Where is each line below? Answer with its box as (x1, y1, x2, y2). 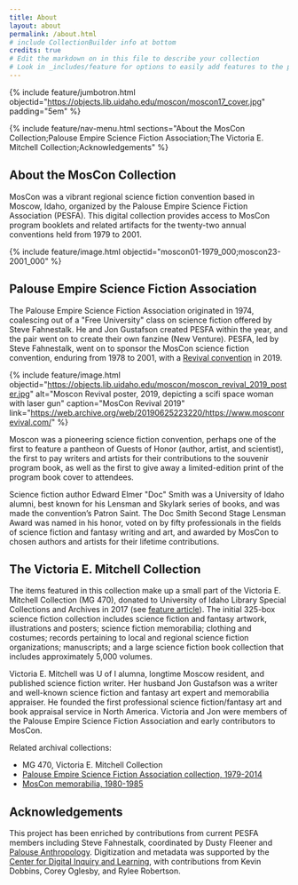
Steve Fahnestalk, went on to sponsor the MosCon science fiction (9, 343, 250, 354)
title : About (9, 12, 58, 22)
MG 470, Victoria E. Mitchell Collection (21, 760, 163, 770)
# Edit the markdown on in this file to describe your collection (9, 54, 260, 63)
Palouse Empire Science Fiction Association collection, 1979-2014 (21, 769, 263, 780)
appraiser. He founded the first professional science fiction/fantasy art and (9, 697, 282, 707)
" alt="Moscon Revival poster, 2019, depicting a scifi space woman (29, 388, 274, 399)
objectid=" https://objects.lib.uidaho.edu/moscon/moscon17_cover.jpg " (9, 96, 266, 107)
